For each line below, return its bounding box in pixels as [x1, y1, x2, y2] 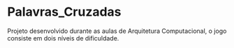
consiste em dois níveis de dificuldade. [7, 34, 119, 42]
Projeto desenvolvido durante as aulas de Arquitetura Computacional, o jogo [7, 27, 227, 35]
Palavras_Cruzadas [7, 4, 122, 20]
